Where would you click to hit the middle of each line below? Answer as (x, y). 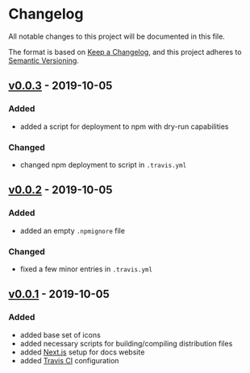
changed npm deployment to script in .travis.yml (103, 164)
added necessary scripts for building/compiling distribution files (126, 343)
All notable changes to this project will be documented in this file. (117, 36)
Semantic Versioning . (44, 60)
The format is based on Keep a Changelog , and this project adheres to (125, 52)
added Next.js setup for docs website (82, 352)
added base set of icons (60, 334)
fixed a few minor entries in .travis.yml (86, 269)
